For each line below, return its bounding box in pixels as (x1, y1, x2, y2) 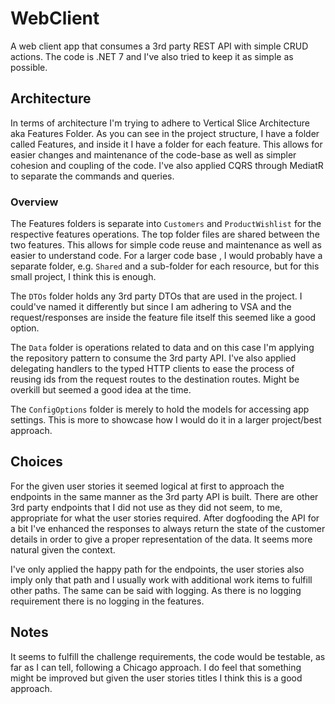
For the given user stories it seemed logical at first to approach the (10, 480, 285, 492)
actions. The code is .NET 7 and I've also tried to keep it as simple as (10, 50, 294, 62)
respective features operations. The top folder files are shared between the (10, 228, 320, 241)
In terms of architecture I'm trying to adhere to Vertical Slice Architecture (10, 117, 310, 129)
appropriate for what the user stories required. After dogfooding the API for (10, 512, 320, 524)
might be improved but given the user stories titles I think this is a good (10, 672, 303, 684)
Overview (10, 195, 59, 209)
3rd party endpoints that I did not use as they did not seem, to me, (10, 501, 283, 513)
